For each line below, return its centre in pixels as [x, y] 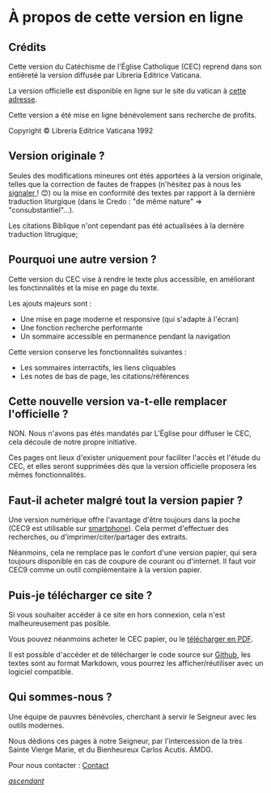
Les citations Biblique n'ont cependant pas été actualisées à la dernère [126, 226]
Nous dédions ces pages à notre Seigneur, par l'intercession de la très [125, 740]
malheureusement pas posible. [60, 623]
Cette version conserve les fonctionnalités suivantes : [98, 352]
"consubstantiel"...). [41, 209]
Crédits [28, 47]
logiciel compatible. [41, 672]
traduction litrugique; [43, 234]
